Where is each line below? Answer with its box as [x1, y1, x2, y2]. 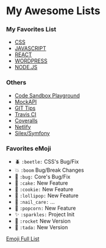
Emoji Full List [6, 235, 39, 243]
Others [6, 79, 26, 87]
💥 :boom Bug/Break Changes [14, 167, 84, 174]
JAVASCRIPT [14, 45, 47, 52]
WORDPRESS [14, 57, 48, 64]
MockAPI [14, 98, 37, 105]
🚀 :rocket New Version [14, 217, 71, 225]
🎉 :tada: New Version [14, 224, 68, 231]
